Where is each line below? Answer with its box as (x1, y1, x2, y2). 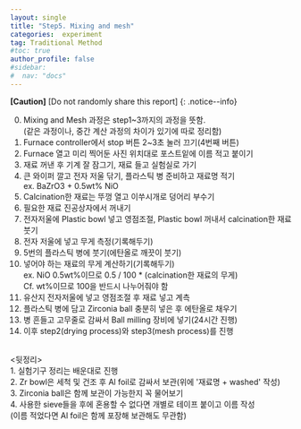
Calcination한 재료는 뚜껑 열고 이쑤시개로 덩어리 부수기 (22, 191, 215, 202)
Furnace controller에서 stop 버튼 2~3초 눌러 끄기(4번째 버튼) (22, 136, 239, 148)
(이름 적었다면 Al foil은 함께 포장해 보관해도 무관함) (10, 409, 187, 421)
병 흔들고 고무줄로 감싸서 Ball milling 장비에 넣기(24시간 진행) (22, 314, 238, 325)
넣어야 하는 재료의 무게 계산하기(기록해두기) (22, 258, 175, 269)
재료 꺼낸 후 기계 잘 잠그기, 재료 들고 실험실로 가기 (22, 159, 197, 170)
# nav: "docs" (10, 72, 67, 81)
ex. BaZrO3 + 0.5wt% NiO (22, 180, 119, 191)
